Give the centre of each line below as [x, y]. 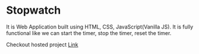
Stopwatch [34, 10]
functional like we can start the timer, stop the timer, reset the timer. [89, 33]
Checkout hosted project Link [42, 45]
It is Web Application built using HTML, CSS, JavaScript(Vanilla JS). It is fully [100, 27]
